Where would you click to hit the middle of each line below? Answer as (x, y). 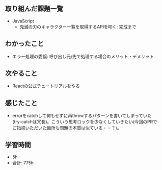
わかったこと (25, 44)
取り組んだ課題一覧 (34, 9)
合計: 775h (23, 163)
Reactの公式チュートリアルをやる (46, 86)
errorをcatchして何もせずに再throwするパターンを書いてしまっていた (82, 116)
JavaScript (23, 21)
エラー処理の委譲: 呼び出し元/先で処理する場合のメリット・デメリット (83, 56)
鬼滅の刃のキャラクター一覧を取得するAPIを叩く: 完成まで (78, 26)
